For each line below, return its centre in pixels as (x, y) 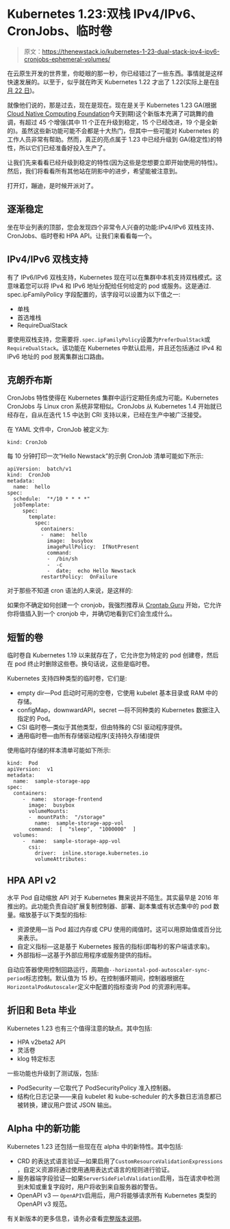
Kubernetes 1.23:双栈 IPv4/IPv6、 (105, 14)
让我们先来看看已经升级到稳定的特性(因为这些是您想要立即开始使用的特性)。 (114, 162)
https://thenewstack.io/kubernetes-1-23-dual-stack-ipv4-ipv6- (131, 51)
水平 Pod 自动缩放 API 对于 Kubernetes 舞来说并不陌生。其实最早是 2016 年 (113, 898)
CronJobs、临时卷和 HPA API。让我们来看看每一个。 (81, 235)
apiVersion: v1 (30, 769)
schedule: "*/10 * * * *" (52, 499)
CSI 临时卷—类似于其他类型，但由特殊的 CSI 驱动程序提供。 (101, 727)
